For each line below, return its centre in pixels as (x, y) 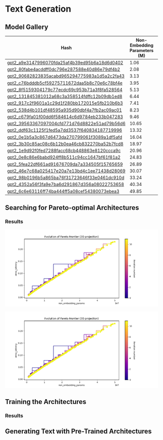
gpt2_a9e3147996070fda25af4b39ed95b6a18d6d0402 (65, 62)
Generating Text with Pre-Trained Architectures (78, 431)
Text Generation (38, 9)
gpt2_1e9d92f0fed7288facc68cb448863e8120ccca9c (64, 150)
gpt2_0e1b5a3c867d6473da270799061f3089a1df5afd (65, 137)
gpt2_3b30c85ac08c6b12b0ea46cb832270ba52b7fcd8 (65, 144)
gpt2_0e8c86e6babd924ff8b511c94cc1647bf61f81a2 (64, 157)
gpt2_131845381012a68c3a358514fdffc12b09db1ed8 (65, 96)
